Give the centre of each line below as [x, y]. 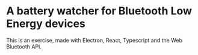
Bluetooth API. [24, 47]
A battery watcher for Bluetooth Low [99, 11]
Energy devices [46, 24]
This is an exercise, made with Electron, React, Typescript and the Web [94, 40]
